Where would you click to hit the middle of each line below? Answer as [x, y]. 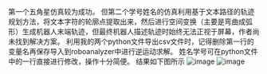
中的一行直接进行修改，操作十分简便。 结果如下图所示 [96, 61]
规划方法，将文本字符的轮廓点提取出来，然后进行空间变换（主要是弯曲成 [127, 21]
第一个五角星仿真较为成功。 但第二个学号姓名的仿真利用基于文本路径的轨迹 [132, 12]
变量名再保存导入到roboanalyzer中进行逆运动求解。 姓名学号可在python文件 [133, 51]
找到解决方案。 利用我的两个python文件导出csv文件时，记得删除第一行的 [135, 41]
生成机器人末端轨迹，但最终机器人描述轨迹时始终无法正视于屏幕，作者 [137, 31]
